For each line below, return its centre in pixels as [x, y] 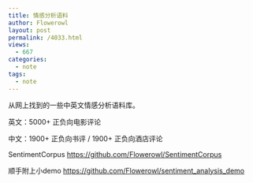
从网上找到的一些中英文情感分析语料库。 [74, 105]
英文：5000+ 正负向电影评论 [55, 121]
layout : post [30, 30]
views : [19, 45]
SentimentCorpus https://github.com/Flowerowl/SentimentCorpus [115, 154]
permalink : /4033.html [45, 37]
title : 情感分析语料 [38, 15]
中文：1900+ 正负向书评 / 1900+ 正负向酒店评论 [86, 138]
